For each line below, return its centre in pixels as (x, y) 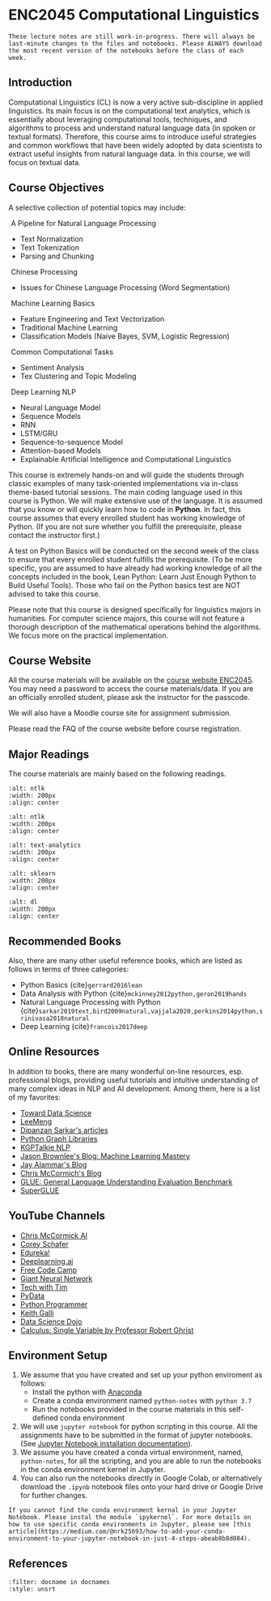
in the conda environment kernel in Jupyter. (93, 1470)
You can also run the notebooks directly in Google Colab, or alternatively (141, 1478)
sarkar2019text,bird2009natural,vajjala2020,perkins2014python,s (151, 1011)
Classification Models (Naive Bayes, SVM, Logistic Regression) (125, 336)
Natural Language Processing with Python (90, 1002)
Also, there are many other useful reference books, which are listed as (125, 961)
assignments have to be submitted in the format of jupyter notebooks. (136, 1435)
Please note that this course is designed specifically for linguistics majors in (135, 609)
